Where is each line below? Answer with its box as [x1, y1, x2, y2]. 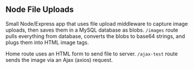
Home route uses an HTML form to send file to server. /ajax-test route [5, 50, 178, 57]
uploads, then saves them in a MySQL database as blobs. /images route [5, 26, 179, 33]
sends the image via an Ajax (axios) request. [5, 56, 113, 63]
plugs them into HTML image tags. [5, 39, 89, 46]
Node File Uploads [5, 5, 74, 15]
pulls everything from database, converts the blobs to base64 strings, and [5, 32, 186, 40]
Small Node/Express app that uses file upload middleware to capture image [5, 20, 188, 27]
